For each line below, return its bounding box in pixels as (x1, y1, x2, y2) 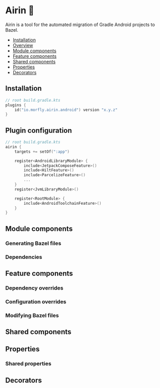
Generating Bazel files (5, 239, 61, 247)
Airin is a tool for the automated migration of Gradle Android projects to (5, 21, 155, 28)
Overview (12, 42, 33, 48)
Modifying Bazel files (5, 311, 59, 319)
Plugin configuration (5, 126, 73, 135)
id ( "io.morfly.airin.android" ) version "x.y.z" (14, 107, 118, 112)
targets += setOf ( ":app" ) (14, 149, 70, 154)
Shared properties (5, 360, 52, 367)
